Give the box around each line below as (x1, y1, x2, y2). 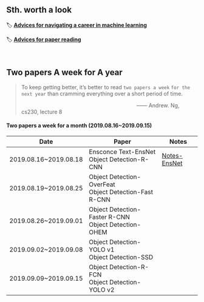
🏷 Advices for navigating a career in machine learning (6, 21, 148, 29)
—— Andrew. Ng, (136, 101, 180, 109)
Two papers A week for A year (6, 67, 123, 78)
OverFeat (89, 180, 115, 189)
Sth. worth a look (6, 5, 72, 15)
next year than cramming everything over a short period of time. (21, 90, 183, 97)
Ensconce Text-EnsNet (89, 147, 156, 156)
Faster (89, 212, 107, 221)
